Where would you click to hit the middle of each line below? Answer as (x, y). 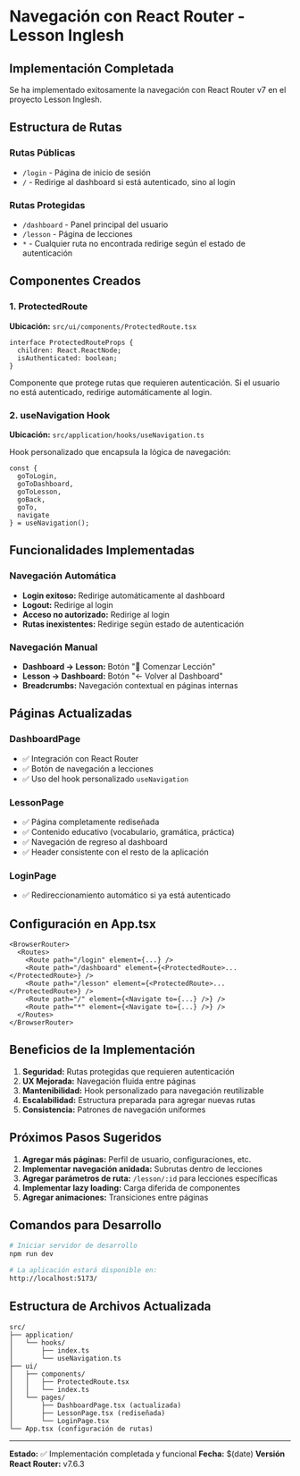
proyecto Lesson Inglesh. (56, 99)
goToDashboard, (46, 484)
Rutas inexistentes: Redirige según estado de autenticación (133, 624)
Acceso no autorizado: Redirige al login (96, 614)
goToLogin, (37, 476)
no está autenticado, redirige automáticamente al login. (111, 392)
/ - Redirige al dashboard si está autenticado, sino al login (129, 181)
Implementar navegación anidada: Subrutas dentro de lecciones (142, 1168)
